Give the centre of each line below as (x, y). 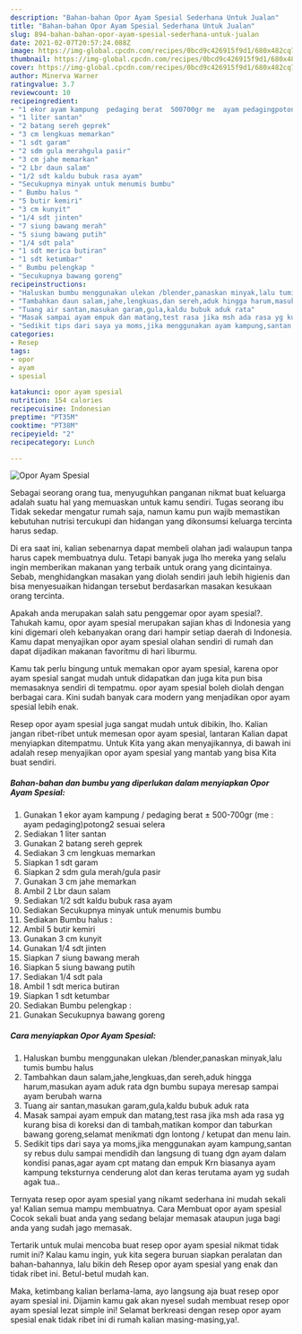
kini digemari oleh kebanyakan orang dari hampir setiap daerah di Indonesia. (151, 632)
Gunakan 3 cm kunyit (62, 939)
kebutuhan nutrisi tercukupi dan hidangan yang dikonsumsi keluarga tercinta (151, 522)
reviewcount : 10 (40, 92)
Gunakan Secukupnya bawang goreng (94, 1015)
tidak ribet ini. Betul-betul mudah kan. (80, 1274)
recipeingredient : (44, 101)
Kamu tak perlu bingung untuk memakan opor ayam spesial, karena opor (144, 669)
